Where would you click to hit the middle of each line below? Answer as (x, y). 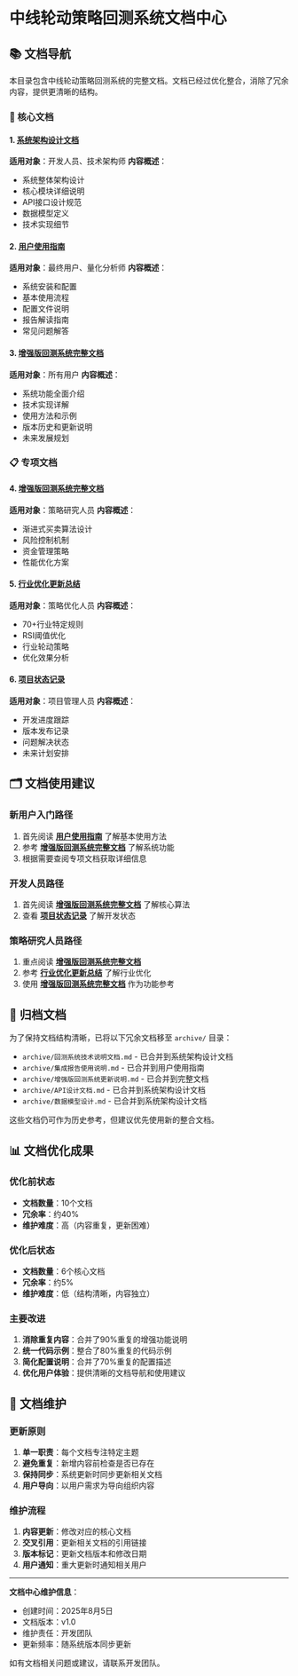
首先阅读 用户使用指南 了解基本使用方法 (94, 836)
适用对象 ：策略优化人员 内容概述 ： (72, 605)
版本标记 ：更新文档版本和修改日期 (84, 1553)
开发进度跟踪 (45, 720)
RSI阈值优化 (44, 635)
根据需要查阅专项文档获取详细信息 (84, 858)
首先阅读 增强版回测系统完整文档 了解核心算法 (106, 905)
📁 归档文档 (38, 1014)
